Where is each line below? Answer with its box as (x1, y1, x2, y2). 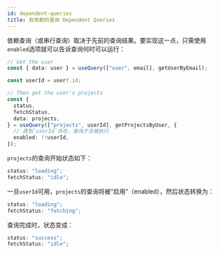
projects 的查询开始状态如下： (7, 154, 93, 162)
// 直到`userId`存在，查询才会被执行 (13, 128, 109, 135)
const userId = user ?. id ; (7, 77, 81, 84)
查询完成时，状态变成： (7, 220, 74, 229)
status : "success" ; (7, 234, 63, 241)
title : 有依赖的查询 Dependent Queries (7, 16, 116, 23)
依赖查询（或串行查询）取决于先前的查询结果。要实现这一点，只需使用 (7, 36, 207, 45)
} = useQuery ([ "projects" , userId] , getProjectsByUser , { (7, 122, 177, 128)
